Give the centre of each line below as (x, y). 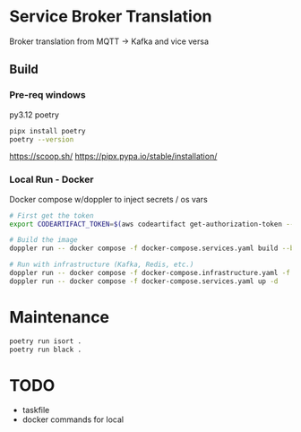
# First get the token (52, 216)
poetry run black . (46, 350)
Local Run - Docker (52, 179)
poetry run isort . (46, 341)
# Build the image (43, 240)
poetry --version (42, 139)
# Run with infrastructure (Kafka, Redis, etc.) (102, 265)
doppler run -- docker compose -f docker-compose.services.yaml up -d (144, 281)
